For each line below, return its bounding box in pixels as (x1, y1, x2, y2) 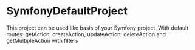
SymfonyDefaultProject (6, 4, 128, 18)
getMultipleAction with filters (6, 37, 78, 44)
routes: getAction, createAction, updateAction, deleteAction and (6, 30, 166, 37)
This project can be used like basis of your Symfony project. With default (6, 24, 189, 31)
